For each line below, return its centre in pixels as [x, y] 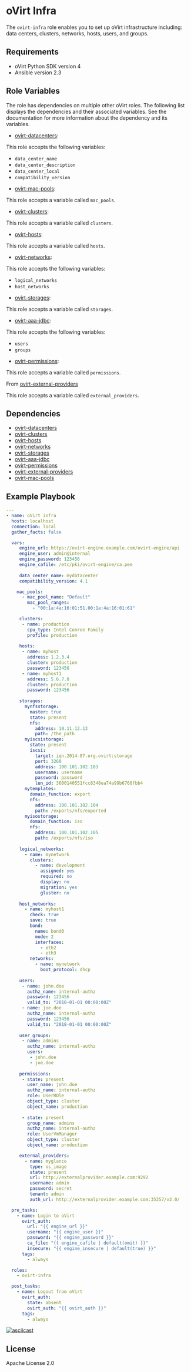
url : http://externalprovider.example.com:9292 [89, 1177]
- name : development [60, 866]
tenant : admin [47, 1194]
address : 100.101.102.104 [67, 805]
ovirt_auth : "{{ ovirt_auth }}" [67, 1308]
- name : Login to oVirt [46, 1216]
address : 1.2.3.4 [48, 657]
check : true [44, 915]
